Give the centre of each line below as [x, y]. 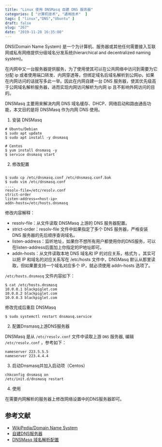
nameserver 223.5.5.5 [27, 352]
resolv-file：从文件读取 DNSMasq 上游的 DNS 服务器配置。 [71, 223]
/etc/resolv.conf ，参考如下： [36, 342]
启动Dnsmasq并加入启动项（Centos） [50, 365]
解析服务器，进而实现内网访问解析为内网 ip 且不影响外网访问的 [88, 87]
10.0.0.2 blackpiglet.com [31, 294]
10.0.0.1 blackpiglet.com [31, 289]
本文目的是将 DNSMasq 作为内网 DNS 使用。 [58, 109]
